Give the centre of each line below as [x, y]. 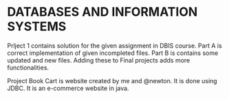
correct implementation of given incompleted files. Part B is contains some [113, 53]
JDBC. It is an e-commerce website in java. [68, 88]
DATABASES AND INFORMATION [102, 12]
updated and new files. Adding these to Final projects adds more [99, 60]
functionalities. [28, 67]
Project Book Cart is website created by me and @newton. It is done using [112, 80]
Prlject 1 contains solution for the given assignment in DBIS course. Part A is [115, 45]
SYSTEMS [37, 26]
